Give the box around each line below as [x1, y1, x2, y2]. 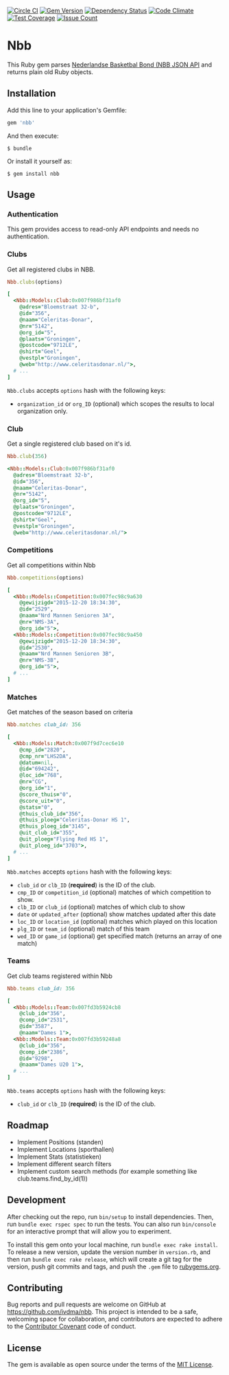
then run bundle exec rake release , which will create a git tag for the [7, 1255, 202, 1263]
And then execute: [7, 131, 59, 140]
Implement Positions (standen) [16, 1137, 104, 1146]
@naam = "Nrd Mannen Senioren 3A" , [19, 612, 115, 620]
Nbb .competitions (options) [7, 574, 84, 581]
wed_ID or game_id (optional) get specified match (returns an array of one [16, 931, 222, 940]
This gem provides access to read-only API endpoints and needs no [7, 225, 200, 234]
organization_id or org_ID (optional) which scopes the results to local [16, 399, 215, 408]
